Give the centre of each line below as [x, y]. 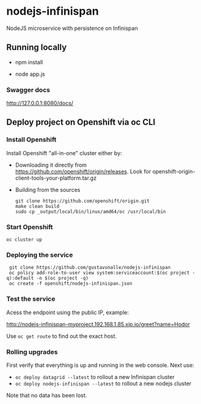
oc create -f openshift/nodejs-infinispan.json [71, 284]
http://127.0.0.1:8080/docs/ [40, 103]
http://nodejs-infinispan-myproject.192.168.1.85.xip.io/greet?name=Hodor [98, 324]
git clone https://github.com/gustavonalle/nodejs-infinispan [90, 268]
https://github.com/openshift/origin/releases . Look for [83, 171]
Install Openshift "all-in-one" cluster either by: [64, 153]
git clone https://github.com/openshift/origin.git [82, 201]
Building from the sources [48, 189]
